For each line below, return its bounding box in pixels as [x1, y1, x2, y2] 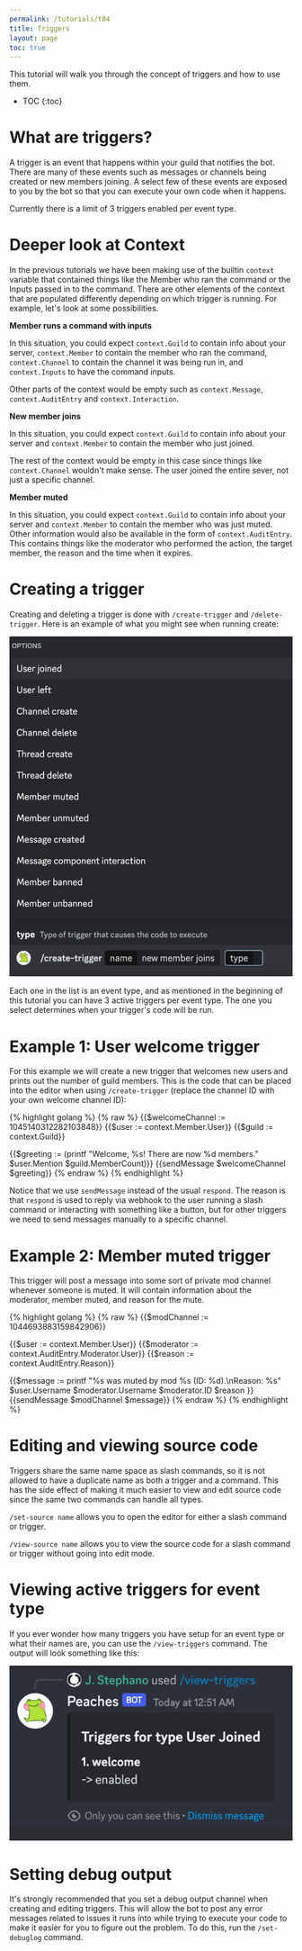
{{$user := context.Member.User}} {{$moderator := [9, 1339, 200, 1350]
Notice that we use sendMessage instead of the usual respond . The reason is [9, 1185, 286, 1197]
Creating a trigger [9, 579, 145, 600]
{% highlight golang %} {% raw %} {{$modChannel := [9, 1312, 209, 1323]
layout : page [9, 33, 58, 42]
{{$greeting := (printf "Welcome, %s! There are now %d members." [9, 1149, 259, 1160]
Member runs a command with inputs [9, 321, 153, 331]
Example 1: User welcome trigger [9, 1036, 261, 1057]
